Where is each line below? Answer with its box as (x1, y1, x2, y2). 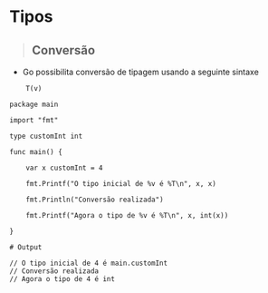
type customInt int (9, 132, 83, 141)
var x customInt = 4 (25, 163, 103, 172)
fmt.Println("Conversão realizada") (25, 195, 165, 204)
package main (9, 100, 59, 109)
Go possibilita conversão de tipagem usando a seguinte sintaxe (22, 66, 260, 77)
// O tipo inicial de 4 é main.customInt (9, 259, 168, 268)
